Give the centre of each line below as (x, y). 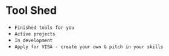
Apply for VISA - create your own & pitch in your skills (89, 47)
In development (33, 40)
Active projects (35, 34)
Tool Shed (31, 11)
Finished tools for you (44, 28)
